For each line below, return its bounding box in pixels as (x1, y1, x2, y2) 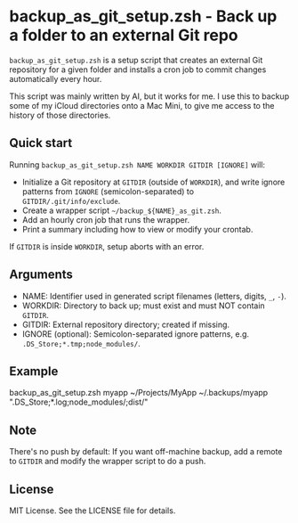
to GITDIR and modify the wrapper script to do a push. (9, 456, 206, 467)
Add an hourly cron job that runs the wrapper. (21, 214, 189, 225)
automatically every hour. (9, 73, 102, 84)
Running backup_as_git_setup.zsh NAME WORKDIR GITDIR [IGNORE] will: (9, 159, 265, 170)
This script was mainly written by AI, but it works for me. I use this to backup (9, 91, 290, 102)
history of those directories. (9, 110, 111, 120)
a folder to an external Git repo (9, 25, 238, 45)
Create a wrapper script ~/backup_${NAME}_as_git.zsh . (21, 205, 222, 216)
